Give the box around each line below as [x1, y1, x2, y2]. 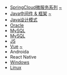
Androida [9, 49, 29, 55]
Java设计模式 [9, 17, 38, 22]
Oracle [9, 22, 24, 28]
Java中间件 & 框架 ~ [9, 10, 51, 16]
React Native [9, 54, 36, 60]
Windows [9, 59, 29, 65]
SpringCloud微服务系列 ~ [9, 4, 62, 10]
